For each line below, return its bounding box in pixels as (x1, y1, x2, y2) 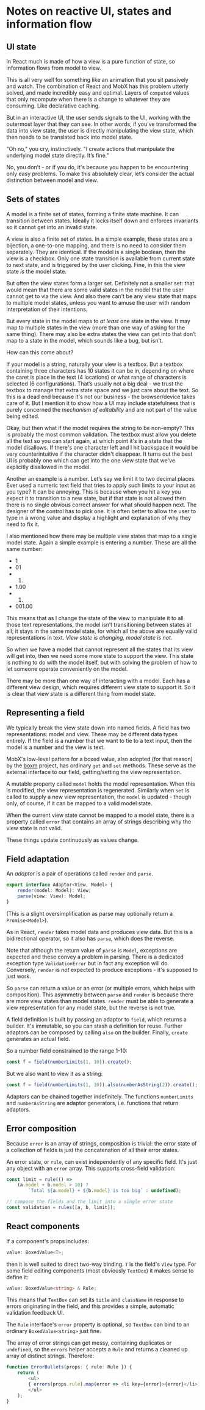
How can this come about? (6, 348, 74, 356)
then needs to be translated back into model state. (6, 133, 133, 141)
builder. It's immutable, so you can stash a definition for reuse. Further (6, 1022, 183, 1029)
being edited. (6, 412, 40, 420)
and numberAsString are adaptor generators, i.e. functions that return (6, 1099, 179, 1106)
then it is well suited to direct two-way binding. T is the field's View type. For (6, 1260, 196, 1268)
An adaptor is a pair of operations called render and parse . (6, 870, 154, 877)
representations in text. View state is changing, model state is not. (6, 634, 173, 641)
